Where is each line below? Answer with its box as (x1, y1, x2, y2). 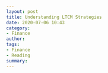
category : (6, 25, 31, 31)
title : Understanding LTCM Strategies (6, 14, 102, 20)
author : (6, 36, 26, 42)
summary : (6, 58, 28, 64)
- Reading (6, 52, 31, 58)
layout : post (6, 8, 39, 15)
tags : (6, 42, 20, 48)
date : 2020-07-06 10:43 (6, 19, 65, 25)
